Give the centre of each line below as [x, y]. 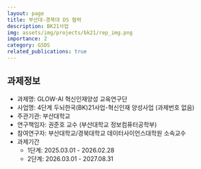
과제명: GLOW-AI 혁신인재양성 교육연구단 [72, 99]
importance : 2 [27, 39]
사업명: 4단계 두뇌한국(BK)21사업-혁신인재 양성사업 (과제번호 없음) [106, 107]
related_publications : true [47, 52]
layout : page [26, 13]
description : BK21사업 [38, 26]
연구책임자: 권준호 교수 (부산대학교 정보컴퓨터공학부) [87, 125]
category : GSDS [29, 45]
